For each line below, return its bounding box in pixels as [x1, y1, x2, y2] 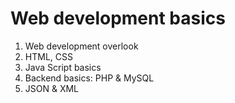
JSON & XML [24, 82, 80, 94]
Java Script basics [24, 61, 102, 73]
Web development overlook [24, 40, 139, 52]
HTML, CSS [24, 50, 73, 62]
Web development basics [10, 7, 226, 30]
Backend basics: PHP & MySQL [24, 72, 155, 84]
